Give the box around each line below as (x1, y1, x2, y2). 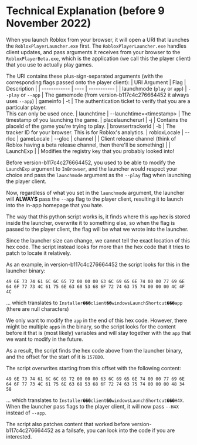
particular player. (6, 104, 47, 111)
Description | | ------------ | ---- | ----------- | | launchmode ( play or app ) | (6, 85, 187, 92)
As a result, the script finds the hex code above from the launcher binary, (6, 347, 183, 354)
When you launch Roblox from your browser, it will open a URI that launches (6, 36, 189, 43)
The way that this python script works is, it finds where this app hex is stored (6, 213, 191, 220)
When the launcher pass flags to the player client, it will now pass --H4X (6, 403, 179, 410)
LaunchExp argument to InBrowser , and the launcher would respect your (6, 165, 178, 172)
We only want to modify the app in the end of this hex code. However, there (6, 317, 188, 324)
